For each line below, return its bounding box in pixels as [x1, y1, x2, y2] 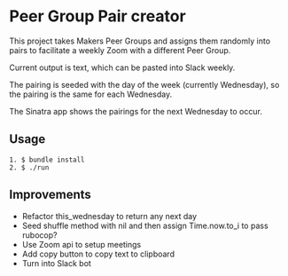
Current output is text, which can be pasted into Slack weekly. [9, 62, 236, 73]
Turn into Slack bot [21, 257, 91, 268]
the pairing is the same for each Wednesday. [9, 89, 173, 99]
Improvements [9, 187, 91, 202]
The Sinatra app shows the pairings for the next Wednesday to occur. [9, 106, 263, 116]
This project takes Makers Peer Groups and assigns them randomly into [9, 35, 271, 46]
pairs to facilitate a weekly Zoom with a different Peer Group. [9, 44, 231, 55]
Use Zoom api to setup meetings [21, 239, 142, 249]
